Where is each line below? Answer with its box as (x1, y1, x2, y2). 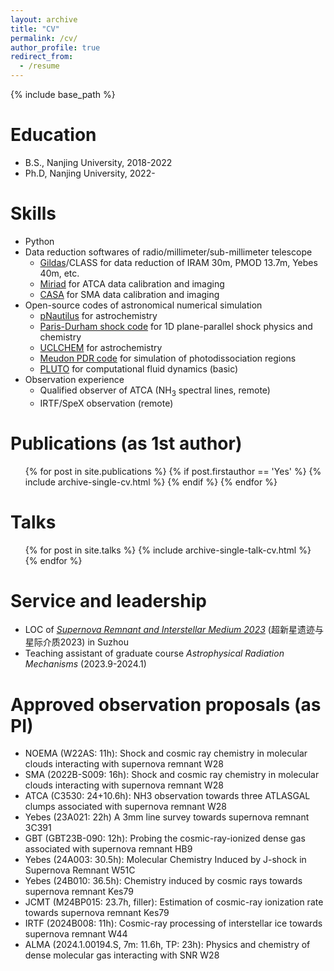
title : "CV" (10, 24, 60, 34)
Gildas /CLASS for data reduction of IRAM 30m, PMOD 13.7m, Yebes (39, 256, 318, 268)
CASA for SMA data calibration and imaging (39, 288, 220, 300)
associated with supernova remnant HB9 (24, 843, 193, 855)
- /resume (19, 61, 60, 71)
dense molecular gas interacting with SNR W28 (24, 949, 220, 961)
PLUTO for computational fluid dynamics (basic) (39, 362, 239, 375)
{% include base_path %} (10, 89, 116, 100)
